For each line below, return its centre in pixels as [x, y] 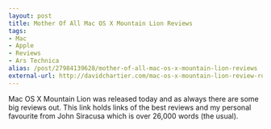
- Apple [21, 46]
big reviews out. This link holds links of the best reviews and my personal [130, 107]
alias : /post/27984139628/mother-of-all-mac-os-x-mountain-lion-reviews [133, 69]
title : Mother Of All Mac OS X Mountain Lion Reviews [101, 23]
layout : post [30, 16]
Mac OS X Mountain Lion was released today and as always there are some [134, 98]
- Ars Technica [34, 61]
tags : [17, 31]
